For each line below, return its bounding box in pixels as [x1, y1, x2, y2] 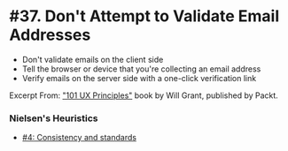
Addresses [9, 25, 91, 45]
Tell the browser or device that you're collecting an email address [21, 64, 261, 74]
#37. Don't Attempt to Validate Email [9, 6, 280, 26]
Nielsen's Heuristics [9, 112, 98, 125]
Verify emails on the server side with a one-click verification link [21, 72, 257, 83]
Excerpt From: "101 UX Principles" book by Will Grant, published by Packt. [9, 90, 279, 101]
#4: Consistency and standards [21, 132, 137, 143]
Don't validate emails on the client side [21, 54, 164, 64]
